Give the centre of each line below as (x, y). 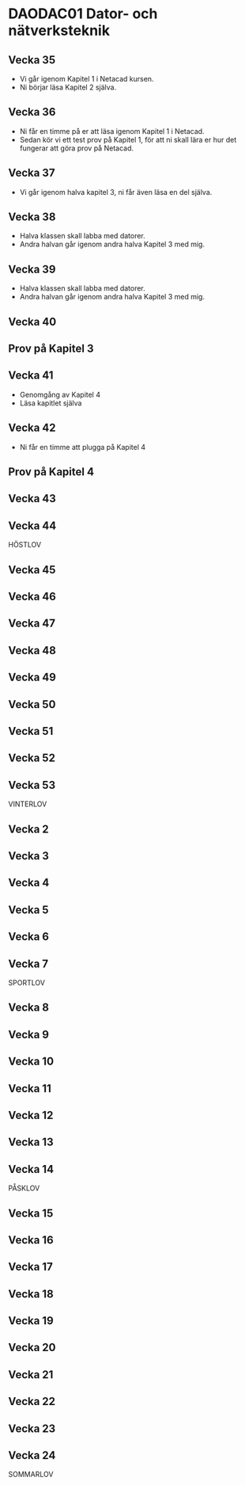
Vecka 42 (32, 428)
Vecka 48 (32, 650)
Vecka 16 (31, 1240)
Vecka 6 (29, 937)
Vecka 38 (32, 217)
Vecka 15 (31, 1213)
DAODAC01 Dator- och (83, 14)
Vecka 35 (32, 60)
